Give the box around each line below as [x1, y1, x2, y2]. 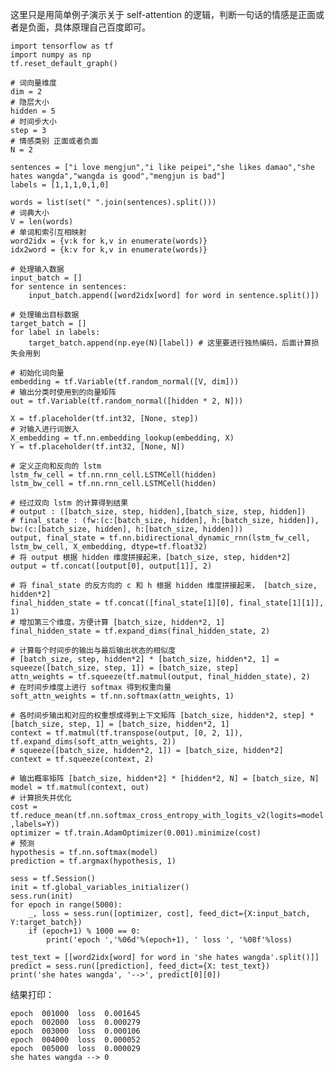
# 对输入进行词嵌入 [10, 424, 80, 434]
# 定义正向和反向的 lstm [10, 461, 102, 471]
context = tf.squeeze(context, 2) [10, 754, 155, 764]
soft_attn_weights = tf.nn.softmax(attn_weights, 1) [10, 691, 235, 701]
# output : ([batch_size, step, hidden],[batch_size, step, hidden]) [10, 507, 307, 517]
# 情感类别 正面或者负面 [10, 136, 99, 146]
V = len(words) [10, 217, 74, 227]
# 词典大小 [10, 208, 50, 218]
